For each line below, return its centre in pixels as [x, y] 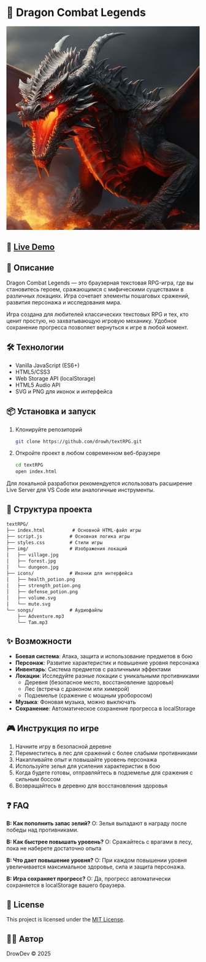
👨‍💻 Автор [25, 939]
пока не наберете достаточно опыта [54, 848]
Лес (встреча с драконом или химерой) [77, 688]
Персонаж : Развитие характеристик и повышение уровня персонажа [107, 663]
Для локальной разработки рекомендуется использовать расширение [99, 483]
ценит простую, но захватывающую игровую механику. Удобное [92, 321]
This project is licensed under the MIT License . [66, 920]
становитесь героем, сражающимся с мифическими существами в [95, 289]
